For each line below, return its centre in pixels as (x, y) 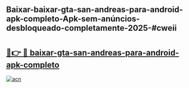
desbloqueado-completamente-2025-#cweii (92, 28)
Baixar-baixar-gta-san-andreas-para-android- (95, 10)
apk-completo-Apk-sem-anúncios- (73, 19)
